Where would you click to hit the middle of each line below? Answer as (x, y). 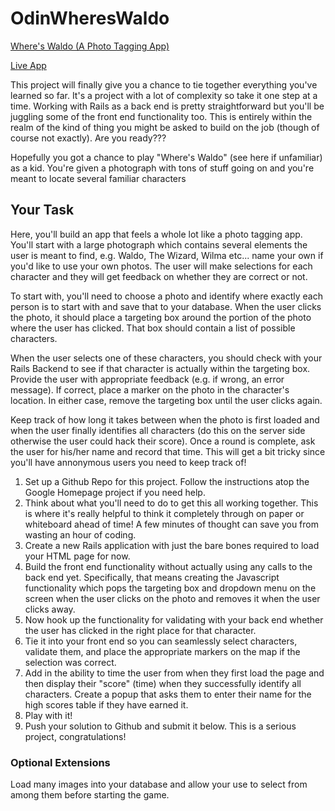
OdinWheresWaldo (90, 18)
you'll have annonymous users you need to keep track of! (128, 462)
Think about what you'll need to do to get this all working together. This (171, 503)
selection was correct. (70, 662)
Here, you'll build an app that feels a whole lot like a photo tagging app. (156, 234)
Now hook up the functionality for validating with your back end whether (174, 619)
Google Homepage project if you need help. (115, 492)
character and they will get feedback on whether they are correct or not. (159, 276)
